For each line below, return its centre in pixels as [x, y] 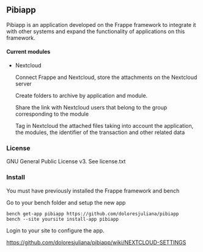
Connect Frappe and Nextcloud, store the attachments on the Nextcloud [106, 77]
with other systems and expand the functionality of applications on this [96, 31]
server [23, 84]
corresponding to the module [52, 114]
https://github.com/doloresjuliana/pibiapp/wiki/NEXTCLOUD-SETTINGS [96, 242]
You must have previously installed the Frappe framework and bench [93, 191]
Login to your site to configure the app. [56, 230]
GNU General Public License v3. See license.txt [66, 161]
